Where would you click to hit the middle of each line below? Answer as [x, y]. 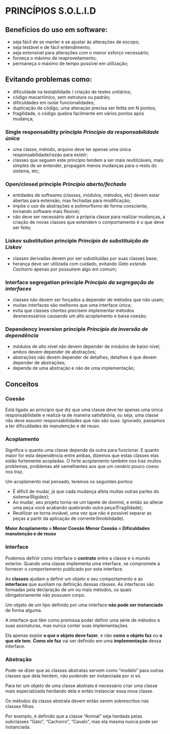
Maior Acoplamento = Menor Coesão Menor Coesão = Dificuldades [78, 529]
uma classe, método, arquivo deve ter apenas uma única [72, 150]
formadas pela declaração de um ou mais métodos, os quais [69, 590]
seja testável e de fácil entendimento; [52, 47]
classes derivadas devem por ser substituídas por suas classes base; [85, 258]
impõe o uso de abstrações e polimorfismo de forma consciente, [80, 206]
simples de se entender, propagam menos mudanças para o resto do [85, 166]
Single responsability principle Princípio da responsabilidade [82, 132]
